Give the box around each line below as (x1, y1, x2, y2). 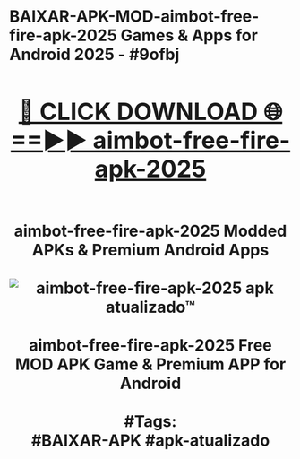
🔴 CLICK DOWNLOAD (18, 96, 258, 126)
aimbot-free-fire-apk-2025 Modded (13, 221, 287, 241)
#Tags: (124, 411, 177, 431)
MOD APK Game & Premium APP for (14, 354, 287, 374)
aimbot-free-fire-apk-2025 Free (28, 334, 273, 355)
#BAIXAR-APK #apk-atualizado (30, 430, 270, 450)
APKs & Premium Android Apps (31, 239, 270, 260)
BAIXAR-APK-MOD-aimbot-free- (9, 6, 260, 27)
